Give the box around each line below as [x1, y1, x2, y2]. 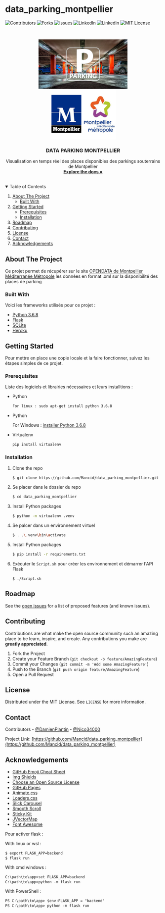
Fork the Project [12, 650, 45, 657]
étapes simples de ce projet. [5, 360, 63, 366]
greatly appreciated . [5, 641, 48, 647]
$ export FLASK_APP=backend [5, 851, 63, 856]
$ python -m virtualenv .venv [12, 513, 75, 518]
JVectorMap [12, 816, 38, 822]
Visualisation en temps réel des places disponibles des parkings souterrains [5, 158, 161, 164]
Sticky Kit [12, 811, 32, 816]
